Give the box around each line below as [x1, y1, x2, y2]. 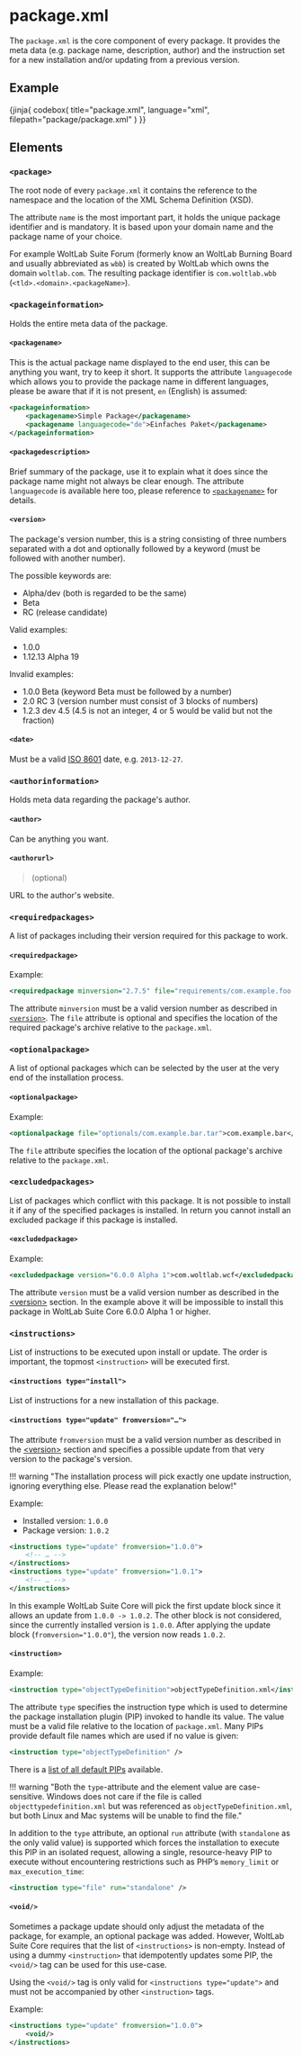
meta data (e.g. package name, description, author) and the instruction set [9, 44, 286, 55]
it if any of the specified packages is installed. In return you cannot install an [9, 1204, 292, 1215]
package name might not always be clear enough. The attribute [9, 475, 244, 486]
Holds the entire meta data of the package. [9, 318, 168, 329]
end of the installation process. [9, 1072, 124, 1083]
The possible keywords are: [9, 570, 112, 581]
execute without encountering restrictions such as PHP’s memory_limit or [9, 1856, 280, 1867]
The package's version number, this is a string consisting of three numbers [9, 533, 288, 545]
